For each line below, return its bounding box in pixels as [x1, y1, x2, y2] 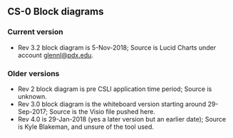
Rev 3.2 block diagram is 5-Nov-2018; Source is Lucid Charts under [17, 43, 216, 52]
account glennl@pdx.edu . [17, 51, 94, 59]
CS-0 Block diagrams [7, 6, 104, 18]
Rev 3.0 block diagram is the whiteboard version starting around [17, 100, 207, 108]
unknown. [17, 92, 48, 100]
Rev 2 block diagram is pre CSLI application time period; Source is [17, 85, 212, 93]
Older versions [7, 68, 60, 78]
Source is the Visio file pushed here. [49, 107, 155, 116]
